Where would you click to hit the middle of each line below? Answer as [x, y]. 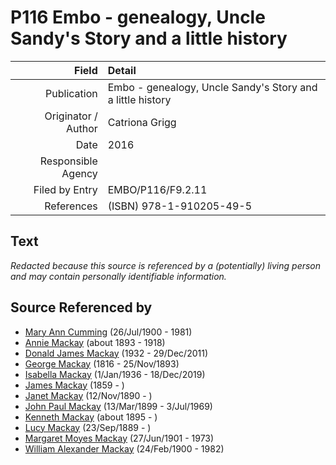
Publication [71, 93]
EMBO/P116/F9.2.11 [157, 189]
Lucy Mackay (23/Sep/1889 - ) [88, 427]
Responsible [68, 161]
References [71, 206]
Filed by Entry [65, 189]
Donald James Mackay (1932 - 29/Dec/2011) [116, 353]
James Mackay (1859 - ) [74, 385]
